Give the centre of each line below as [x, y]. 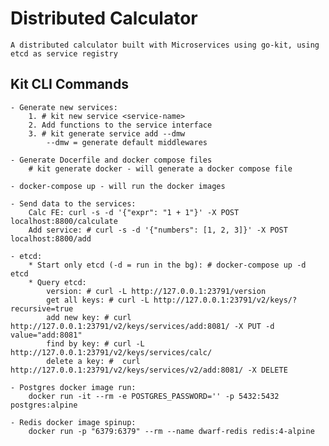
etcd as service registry [64, 53]
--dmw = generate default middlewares [127, 142]
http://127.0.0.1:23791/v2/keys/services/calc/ [111, 352]
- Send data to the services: [73, 203]
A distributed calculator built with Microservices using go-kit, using [165, 45]
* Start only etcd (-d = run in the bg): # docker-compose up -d [167, 265]
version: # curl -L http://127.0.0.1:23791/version [156, 291]
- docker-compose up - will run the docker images [118, 186]
